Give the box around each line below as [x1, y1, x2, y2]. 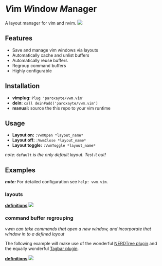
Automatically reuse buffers [12, 57, 68, 63]
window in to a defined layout [5, 231, 65, 237]
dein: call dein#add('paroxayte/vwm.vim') [12, 100, 98, 106]
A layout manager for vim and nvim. [5, 20, 76, 26]
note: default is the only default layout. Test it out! [5, 152, 106, 158]
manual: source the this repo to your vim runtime [12, 105, 111, 111]
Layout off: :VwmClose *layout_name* [12, 137, 86, 143]
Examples [5, 166, 36, 174]
